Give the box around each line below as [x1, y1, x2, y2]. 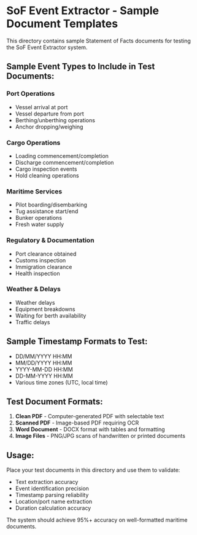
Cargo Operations [6, 138, 61, 147]
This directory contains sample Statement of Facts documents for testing [6, 37, 191, 44]
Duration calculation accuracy [15, 504, 91, 512]
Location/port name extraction [15, 498, 93, 506]
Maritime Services [6, 187, 63, 195]
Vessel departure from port [15, 110, 84, 117]
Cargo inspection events [15, 165, 77, 173]
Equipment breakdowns [15, 305, 75, 313]
